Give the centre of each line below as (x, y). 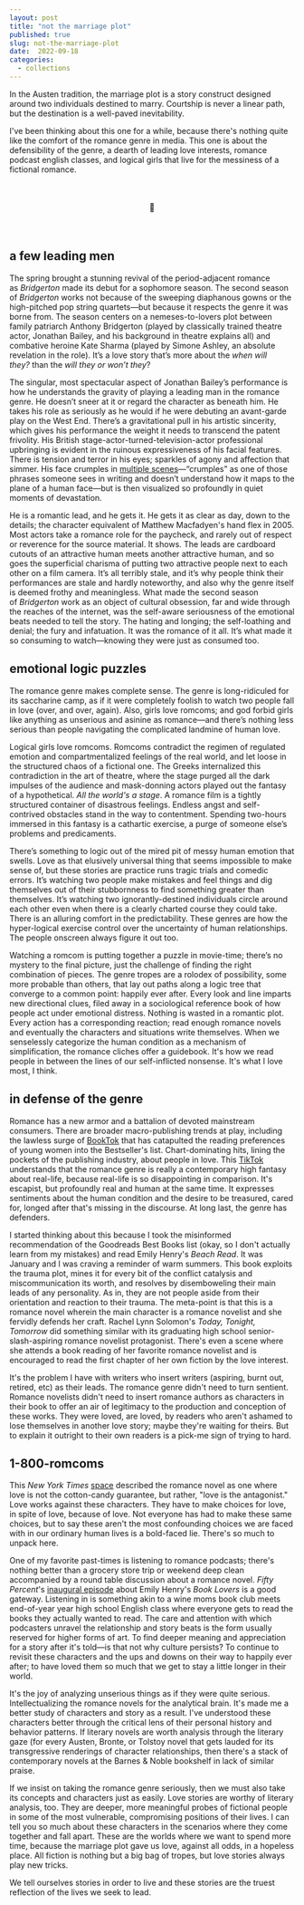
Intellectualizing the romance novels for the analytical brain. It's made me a (149, 1703)
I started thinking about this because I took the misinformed (121, 1235)
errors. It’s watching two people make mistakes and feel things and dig (141, 880)
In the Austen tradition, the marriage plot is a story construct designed (140, 94)
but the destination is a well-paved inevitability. (97, 113)
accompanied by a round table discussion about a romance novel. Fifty (142, 1580)
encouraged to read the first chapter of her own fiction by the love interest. (149, 1360)
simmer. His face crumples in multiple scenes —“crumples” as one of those (148, 468)
